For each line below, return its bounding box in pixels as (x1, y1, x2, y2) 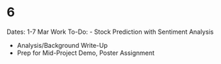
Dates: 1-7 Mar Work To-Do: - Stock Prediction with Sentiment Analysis (6, 27, 214, 36)
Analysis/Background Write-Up (16, 41, 108, 49)
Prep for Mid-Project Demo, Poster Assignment (16, 49, 155, 57)
